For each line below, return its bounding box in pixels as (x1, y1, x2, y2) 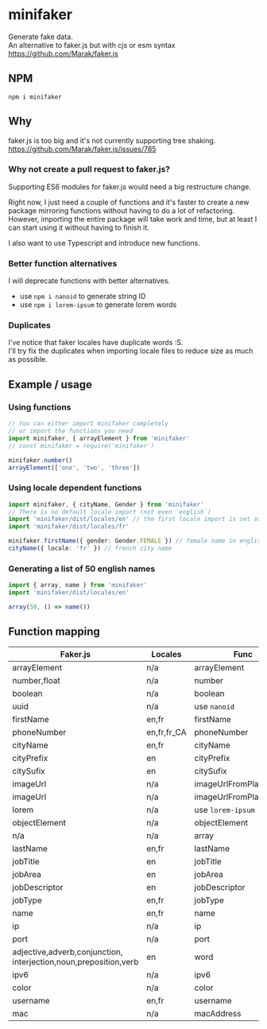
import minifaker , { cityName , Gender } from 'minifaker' (8, 500, 204, 508)
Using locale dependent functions (8, 483, 142, 494)
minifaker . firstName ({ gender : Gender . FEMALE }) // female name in (8, 537, 237, 546)
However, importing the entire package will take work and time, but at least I (8, 214, 257, 223)
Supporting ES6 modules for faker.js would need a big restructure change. (8, 181, 252, 192)
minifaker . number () (8, 456, 73, 464)
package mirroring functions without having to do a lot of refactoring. (8, 205, 235, 216)
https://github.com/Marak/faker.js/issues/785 (8, 144, 157, 153)
